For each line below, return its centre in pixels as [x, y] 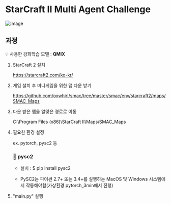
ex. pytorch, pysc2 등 [35, 143]
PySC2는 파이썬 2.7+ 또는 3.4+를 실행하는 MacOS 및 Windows [84, 179]
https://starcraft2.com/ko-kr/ [43, 75]
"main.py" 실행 [28, 196]
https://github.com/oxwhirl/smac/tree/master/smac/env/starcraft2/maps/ [89, 96]
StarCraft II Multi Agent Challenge [78, 9]
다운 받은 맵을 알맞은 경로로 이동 [45, 111]
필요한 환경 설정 [28, 132]
